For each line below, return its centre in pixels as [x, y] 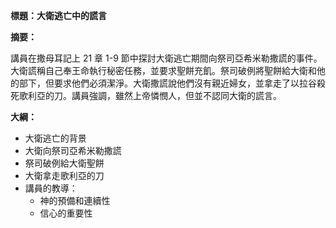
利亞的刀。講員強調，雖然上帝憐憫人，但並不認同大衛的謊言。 [154, 95]
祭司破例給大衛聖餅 [64, 163]
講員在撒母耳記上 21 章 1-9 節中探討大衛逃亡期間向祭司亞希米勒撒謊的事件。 [166, 58]
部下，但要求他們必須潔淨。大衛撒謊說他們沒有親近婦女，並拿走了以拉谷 [167, 83]
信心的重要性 [66, 213]
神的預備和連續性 [75, 200]
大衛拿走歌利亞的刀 [64, 175]
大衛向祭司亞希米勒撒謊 [73, 150]
